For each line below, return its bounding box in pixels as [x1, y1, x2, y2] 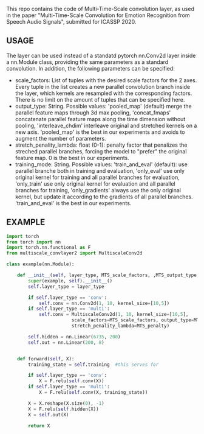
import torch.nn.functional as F [6, 245, 91, 251]
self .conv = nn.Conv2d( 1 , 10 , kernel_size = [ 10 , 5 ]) [38, 300, 170, 306]
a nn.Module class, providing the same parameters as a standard [6, 58, 169, 66]
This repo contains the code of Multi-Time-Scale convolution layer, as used [6, 5, 194, 12]
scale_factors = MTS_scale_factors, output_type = [71, 317, 194, 323]
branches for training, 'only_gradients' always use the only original [15, 186, 181, 194]
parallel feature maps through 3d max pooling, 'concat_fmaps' [15, 109, 171, 116]
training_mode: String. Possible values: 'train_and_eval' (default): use [15, 161, 188, 168]
